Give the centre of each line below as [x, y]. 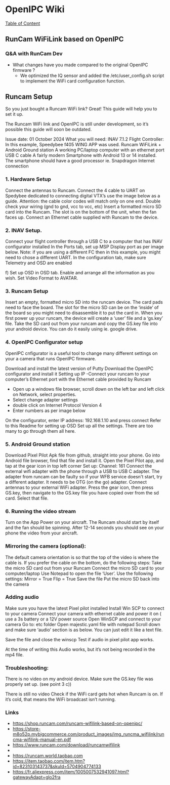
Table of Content [23, 23]
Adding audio [22, 597]
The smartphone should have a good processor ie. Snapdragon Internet [80, 161]
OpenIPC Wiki [35, 9]
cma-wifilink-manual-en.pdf [42, 739]
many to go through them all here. [40, 431]
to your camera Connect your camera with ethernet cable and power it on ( [83, 613]
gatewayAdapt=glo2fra [36, 777]
